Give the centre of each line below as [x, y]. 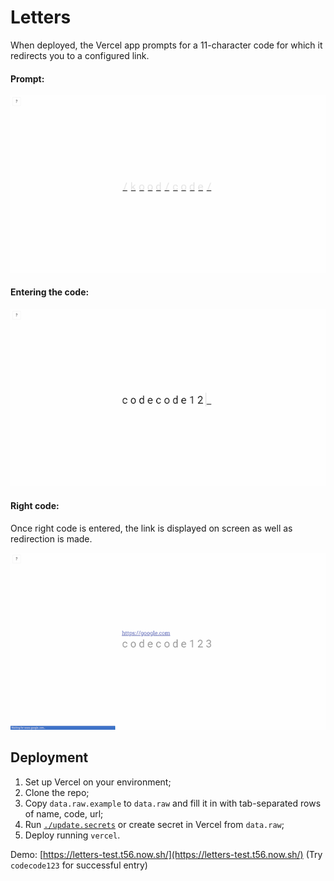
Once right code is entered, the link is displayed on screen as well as [151, 528]
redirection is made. [51, 538]
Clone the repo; [57, 792]
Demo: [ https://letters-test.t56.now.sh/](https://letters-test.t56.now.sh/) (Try [166, 854]
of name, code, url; [64, 813]
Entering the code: [50, 292]
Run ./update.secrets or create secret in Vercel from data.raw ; [154, 824]
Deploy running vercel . [72, 835]
